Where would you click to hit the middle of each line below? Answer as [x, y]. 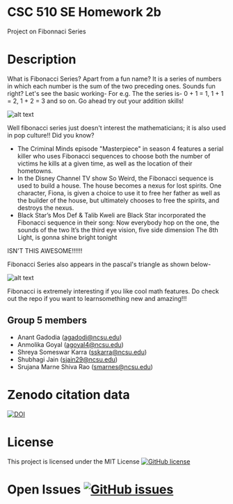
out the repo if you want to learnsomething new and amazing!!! [97, 298]
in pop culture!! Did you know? [51, 135]
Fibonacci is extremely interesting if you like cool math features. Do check [113, 291]
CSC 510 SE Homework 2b [84, 12]
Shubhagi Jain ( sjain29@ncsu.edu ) [67, 359]
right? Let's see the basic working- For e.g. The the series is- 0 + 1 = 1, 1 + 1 [115, 93]
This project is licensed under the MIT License [74, 461]
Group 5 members [47, 320]
